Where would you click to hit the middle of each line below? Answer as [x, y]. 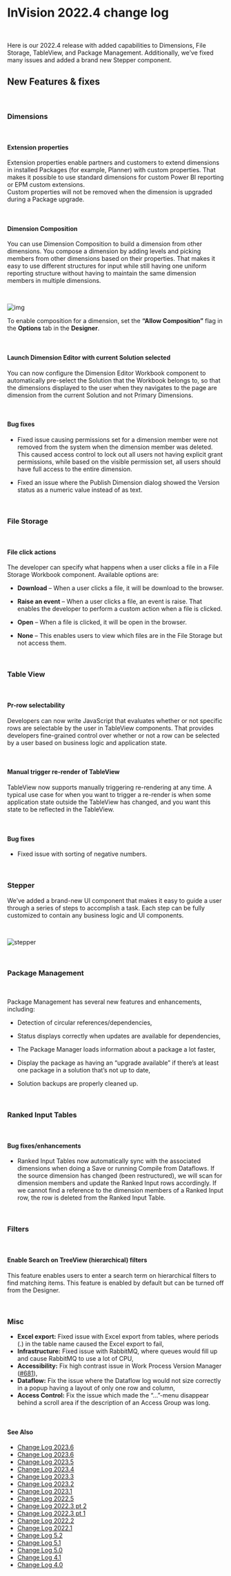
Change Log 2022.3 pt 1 [51, 1514]
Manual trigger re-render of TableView [63, 772]
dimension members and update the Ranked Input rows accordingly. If [117, 1183]
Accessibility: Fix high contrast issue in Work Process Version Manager [119, 1366]
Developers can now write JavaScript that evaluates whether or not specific [115, 720]
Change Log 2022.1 [44, 1528]
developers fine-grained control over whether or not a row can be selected [113, 735]
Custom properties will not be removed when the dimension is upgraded [110, 192]
